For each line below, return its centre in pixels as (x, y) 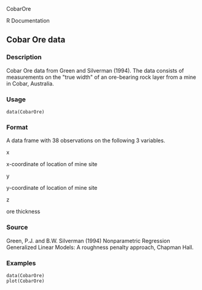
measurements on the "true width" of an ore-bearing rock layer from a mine (101, 77)
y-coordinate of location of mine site (52, 188)
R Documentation (28, 20)
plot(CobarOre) (26, 281)
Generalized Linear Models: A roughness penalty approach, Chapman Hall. (100, 247)
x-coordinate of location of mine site (52, 164)
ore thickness (23, 212)
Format (17, 127)
